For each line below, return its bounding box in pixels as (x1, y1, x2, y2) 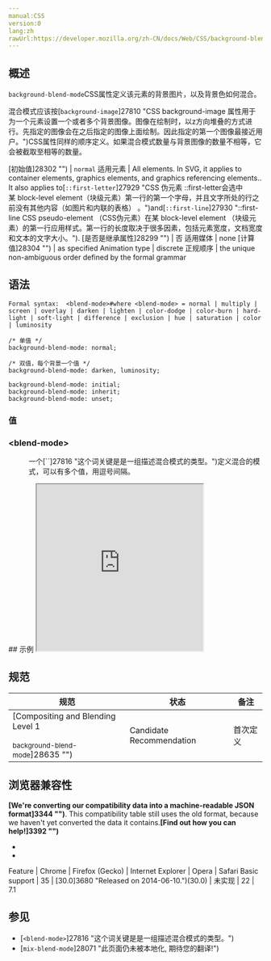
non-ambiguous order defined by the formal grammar (8, 252, 187, 263)
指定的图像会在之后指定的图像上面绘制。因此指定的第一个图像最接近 (29, 127, 256, 137)
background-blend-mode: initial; (8, 381, 121, 389)
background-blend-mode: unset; (8, 394, 114, 403)
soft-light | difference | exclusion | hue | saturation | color (37, 314, 262, 322)
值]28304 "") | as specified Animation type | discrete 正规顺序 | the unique (8, 243, 256, 253)
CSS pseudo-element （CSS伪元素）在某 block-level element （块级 (22, 213, 250, 223)
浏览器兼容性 (8, 778, 73, 792)
